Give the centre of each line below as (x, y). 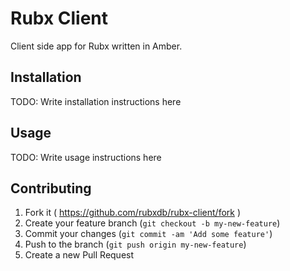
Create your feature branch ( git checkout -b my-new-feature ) (152, 223)
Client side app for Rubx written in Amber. (96, 46)
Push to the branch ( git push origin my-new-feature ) (135, 244)
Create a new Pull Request (79, 255)
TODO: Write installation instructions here (96, 101)
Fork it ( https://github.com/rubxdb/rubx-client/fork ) (133, 213)
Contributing (51, 188)
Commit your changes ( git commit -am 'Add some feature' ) (148, 234)
